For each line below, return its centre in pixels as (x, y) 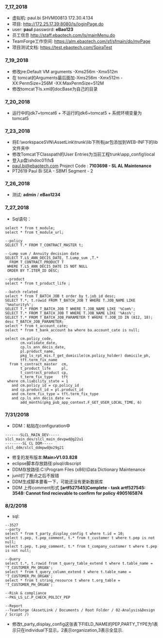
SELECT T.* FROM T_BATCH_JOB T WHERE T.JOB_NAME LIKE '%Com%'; (70, 309)
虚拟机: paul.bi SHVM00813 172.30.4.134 (52, 18)
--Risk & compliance (26, 593)
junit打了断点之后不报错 (35, 476)
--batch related (21, 292)
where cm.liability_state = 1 (38, 381)
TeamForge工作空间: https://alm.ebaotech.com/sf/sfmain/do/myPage (81, 41)
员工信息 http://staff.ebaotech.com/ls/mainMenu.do (64, 35)
